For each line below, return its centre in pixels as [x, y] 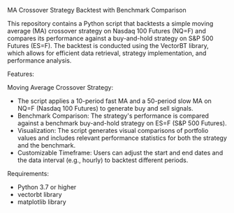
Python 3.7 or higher [47, 187]
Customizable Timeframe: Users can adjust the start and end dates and [120, 153]
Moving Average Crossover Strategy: [60, 87]
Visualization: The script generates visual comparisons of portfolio [113, 131]
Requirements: [28, 174]
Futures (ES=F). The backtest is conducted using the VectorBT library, [108, 46]
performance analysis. [39, 61]
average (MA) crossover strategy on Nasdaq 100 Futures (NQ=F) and [107, 31]
